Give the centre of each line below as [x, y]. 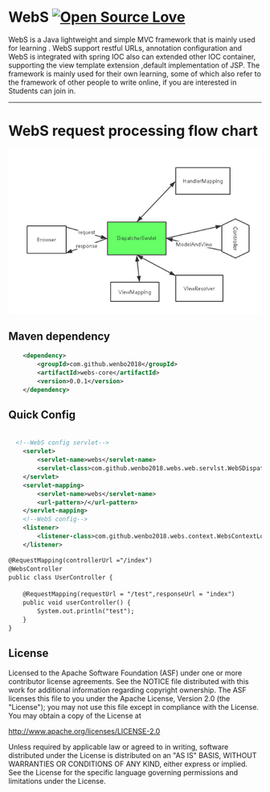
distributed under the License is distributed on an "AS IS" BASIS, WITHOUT [133, 755]
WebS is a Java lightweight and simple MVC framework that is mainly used [132, 39]
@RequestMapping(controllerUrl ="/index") [80, 560]
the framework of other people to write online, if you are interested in [123, 82]
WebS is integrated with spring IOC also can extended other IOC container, [132, 56]
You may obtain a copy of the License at [75, 716]
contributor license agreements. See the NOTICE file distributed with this [129, 681]
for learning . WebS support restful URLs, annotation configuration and [125, 47]
